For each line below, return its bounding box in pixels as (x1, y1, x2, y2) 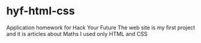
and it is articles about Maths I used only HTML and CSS (6, 30, 148, 37)
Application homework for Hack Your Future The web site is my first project (6, 24, 196, 31)
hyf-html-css (6, 4, 75, 18)
